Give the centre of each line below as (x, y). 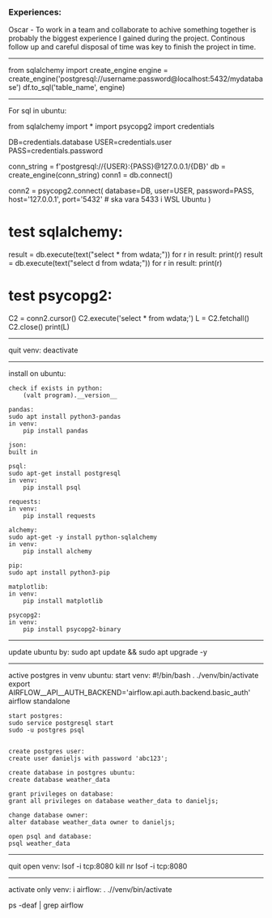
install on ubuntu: (37, 374)
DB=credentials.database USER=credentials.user (90, 142)
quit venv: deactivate (43, 350)
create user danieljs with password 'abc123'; (88, 759)
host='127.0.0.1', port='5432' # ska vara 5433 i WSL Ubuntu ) (110, 199)
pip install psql (52, 488)
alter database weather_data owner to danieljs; (92, 822)
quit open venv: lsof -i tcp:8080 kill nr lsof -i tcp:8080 (98, 866)
